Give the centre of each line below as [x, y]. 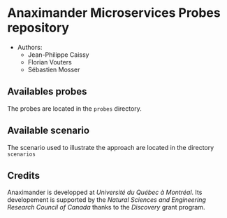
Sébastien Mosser [54, 69]
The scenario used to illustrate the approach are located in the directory [111, 147]
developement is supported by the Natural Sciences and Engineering [107, 200]
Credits [24, 176]
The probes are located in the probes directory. [74, 108]
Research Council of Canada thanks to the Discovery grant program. [106, 207]
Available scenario [48, 131]
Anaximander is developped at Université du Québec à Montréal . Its [105, 192]
